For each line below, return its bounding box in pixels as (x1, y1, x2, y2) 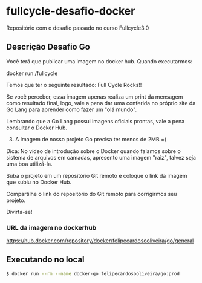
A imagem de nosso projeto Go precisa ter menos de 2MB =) (15, 135, 167, 143)
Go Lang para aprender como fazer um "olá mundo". (6, 106, 137, 113)
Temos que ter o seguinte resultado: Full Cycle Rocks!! (6, 81, 142, 88)
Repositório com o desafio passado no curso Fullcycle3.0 (6, 24, 149, 31)
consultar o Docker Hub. (6, 124, 68, 131)
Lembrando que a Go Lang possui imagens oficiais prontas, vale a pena (6, 117, 185, 125)
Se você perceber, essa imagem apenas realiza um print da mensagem (6, 93, 183, 100)
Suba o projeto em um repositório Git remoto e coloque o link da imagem (6, 172, 187, 179)
